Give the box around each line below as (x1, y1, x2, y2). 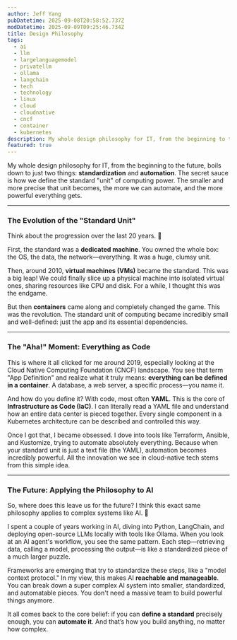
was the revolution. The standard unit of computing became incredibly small (7, 310, 229, 319)
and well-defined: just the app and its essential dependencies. (7, 318, 188, 326)
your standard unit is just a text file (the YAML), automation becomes (7, 446, 207, 454)
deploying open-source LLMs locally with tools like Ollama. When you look (7, 530, 224, 538)
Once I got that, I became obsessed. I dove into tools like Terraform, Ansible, (7, 431, 230, 439)
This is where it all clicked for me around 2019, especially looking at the (7, 358, 215, 366)
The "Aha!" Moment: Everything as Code (7, 342, 151, 352)
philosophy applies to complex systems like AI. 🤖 (7, 508, 150, 517)
